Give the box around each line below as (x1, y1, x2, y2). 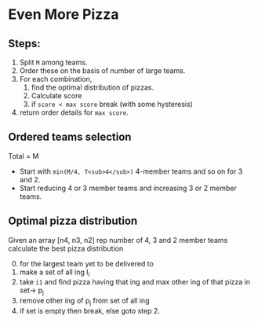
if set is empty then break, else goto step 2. (19, 306, 161, 316)
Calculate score (31, 91, 82, 100)
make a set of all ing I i (19, 267, 90, 278)
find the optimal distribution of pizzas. (31, 83, 154, 92)
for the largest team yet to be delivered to (19, 259, 154, 268)
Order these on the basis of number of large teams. (19, 66, 186, 75)
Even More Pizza (8, 6, 119, 24)
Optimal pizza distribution (8, 215, 138, 228)
